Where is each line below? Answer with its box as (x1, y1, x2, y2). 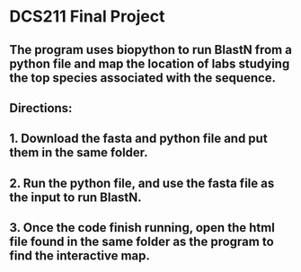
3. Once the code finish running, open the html (9, 220, 276, 235)
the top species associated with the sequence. (9, 70, 277, 85)
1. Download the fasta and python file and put (9, 131, 268, 146)
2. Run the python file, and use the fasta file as (9, 175, 275, 190)
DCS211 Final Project (9, 6, 165, 27)
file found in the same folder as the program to (9, 234, 274, 250)
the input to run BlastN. (9, 189, 142, 205)
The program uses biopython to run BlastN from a (9, 42, 292, 57)
